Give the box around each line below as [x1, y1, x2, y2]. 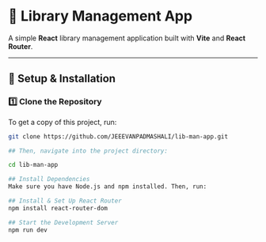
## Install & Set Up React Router [8, 197, 123, 205]
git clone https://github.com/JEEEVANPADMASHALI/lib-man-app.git [8, 132, 228, 141]
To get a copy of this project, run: [8, 117, 117, 127]
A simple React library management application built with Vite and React [8, 33, 246, 43]
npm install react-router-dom [8, 204, 108, 212]
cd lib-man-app [8, 161, 59, 169]
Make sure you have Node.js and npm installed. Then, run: [8, 183, 207, 191]
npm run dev [8, 225, 47, 234]
